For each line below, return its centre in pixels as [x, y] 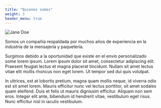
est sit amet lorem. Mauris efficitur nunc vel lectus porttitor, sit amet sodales [81, 86]
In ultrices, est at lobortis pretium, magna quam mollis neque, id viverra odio [81, 81]
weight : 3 [15, 14]
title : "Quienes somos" [29, 9]
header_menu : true [23, 18]
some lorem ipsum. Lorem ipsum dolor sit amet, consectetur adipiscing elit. [80, 62]
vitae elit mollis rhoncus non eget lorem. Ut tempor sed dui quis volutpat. [77, 72]
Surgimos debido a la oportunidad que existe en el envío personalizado [76, 56]
